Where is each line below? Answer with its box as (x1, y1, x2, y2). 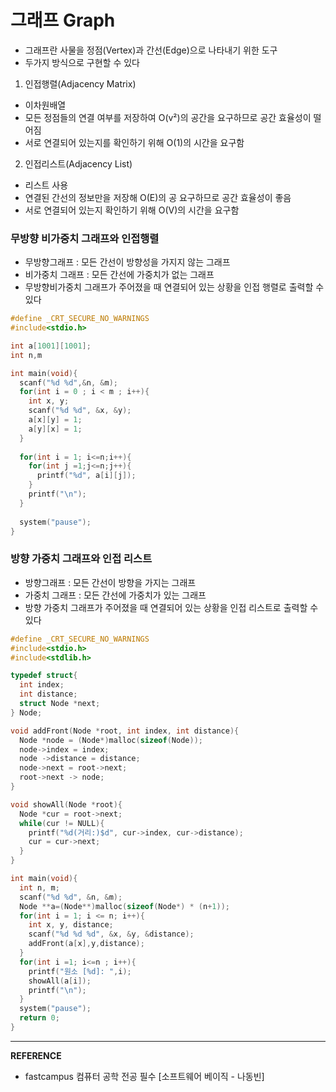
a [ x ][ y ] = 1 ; (28, 415, 83, 425)
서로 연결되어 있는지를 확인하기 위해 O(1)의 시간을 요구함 (24, 136, 245, 148)
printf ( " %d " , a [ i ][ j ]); (36, 471, 137, 481)
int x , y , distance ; (28, 920, 114, 930)
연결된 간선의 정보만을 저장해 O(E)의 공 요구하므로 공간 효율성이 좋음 (24, 191, 292, 203)
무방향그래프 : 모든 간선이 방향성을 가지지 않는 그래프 (24, 256, 231, 268)
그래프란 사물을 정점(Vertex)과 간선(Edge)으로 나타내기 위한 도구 (24, 44, 278, 56)
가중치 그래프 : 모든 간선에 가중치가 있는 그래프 (24, 589, 207, 601)
